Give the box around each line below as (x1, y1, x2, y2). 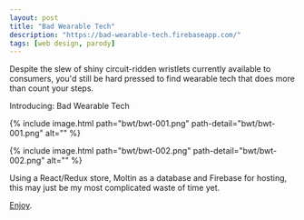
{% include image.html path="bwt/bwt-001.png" (9, 118, 190, 129)
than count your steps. (9, 83, 93, 94)
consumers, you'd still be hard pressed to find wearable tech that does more (9, 74, 295, 85)
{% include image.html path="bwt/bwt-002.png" (9, 145, 191, 156)
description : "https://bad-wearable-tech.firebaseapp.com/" (9, 30, 242, 39)
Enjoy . (9, 200, 33, 211)
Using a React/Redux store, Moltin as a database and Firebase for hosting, (9, 173, 288, 184)
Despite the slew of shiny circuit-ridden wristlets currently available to (9, 64, 271, 75)
